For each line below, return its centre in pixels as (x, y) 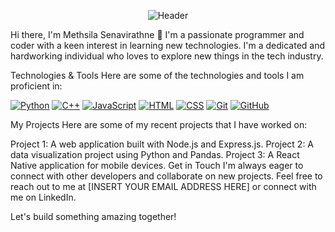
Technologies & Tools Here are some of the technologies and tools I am (157, 75)
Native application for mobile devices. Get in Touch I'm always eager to (157, 165)
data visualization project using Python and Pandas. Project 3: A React (155, 154)
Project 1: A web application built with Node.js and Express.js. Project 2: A (162, 144)
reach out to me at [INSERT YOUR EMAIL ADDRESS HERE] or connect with (163, 186)
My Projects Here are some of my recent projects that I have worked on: (159, 124)
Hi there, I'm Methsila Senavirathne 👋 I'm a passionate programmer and (157, 34)
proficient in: (36, 86)
